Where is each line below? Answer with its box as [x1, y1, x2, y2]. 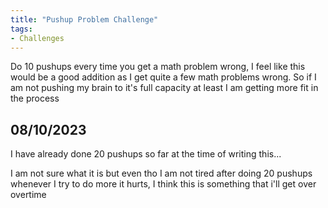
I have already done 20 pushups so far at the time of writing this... [10, 148, 282, 160]
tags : [10, 24, 33, 34]
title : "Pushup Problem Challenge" [10, 14, 159, 25]
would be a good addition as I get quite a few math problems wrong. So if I [10, 71, 317, 83]
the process [10, 92, 60, 105]
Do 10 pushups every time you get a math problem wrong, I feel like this [10, 61, 306, 73]
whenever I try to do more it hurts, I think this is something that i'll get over [10, 178, 317, 190]
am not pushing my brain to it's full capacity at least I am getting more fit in [10, 82, 319, 94]
